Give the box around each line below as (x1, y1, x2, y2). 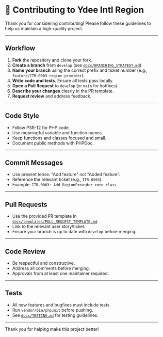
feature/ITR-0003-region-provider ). (12, 72, 85, 78)
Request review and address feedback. (12, 93, 92, 99)
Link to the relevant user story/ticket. (12, 224, 86, 229)
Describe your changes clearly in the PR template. (12, 88, 114, 94)
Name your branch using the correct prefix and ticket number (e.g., (12, 67, 148, 73)
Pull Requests (5, 200, 48, 209)
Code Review (5, 247, 46, 256)
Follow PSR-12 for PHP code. (12, 125, 70, 130)
